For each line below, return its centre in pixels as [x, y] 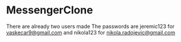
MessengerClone [50, 10]
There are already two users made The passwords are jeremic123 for [90, 26]
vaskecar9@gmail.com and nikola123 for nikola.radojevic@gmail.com [91, 32]
